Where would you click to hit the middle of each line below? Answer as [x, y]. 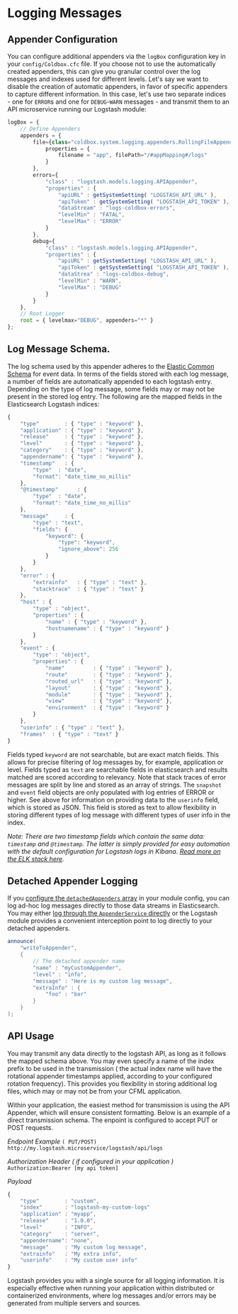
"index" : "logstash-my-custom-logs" [85, 1207]
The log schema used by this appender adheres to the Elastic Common [111, 366]
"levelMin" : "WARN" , [90, 281]
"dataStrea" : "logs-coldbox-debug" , [114, 274]
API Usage [31, 1036]
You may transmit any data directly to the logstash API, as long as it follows [117, 1053]
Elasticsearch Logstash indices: [53, 404]
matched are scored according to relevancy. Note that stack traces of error [117, 777]
